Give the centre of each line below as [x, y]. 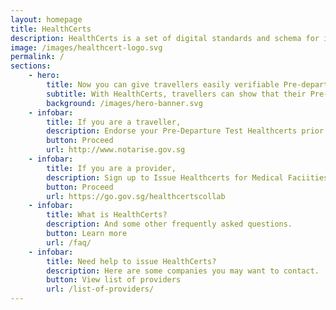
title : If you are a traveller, [114, 122]
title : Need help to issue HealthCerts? [131, 261]
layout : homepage [46, 19]
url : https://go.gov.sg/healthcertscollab [136, 196]
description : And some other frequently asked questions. [169, 224]
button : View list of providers [114, 280]
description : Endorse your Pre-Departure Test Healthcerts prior [185, 131]
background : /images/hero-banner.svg [124, 103]
